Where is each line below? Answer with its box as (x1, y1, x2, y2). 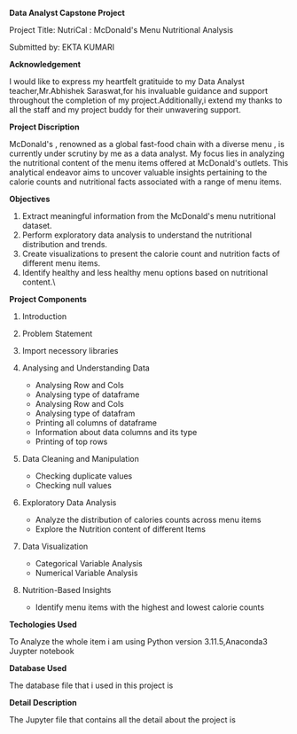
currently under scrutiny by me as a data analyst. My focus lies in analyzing (9, 148, 285, 159)
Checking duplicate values (35, 471, 133, 481)
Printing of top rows (35, 436, 108, 447)
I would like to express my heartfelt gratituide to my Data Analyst (9, 76, 246, 87)
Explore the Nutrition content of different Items (35, 524, 207, 535)
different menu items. (21, 258, 100, 269)
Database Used (9, 663, 67, 673)
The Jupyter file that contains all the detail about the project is (9, 714, 237, 725)
